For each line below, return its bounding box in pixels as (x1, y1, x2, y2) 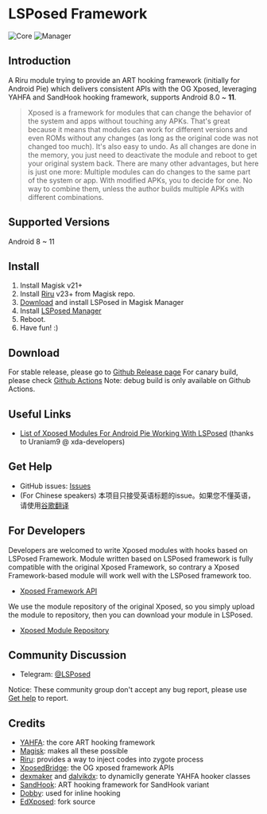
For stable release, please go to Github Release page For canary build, (8, 367, 238, 377)
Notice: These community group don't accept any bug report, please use (8, 685, 248, 695)
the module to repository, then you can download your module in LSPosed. (8, 610, 253, 620)
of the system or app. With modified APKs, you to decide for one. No (27, 175, 253, 185)
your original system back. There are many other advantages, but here (27, 158, 259, 168)
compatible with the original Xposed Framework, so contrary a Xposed (8, 562, 240, 572)
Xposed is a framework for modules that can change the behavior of (27, 108, 252, 117)
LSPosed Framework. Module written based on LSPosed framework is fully (8, 554, 253, 563)
